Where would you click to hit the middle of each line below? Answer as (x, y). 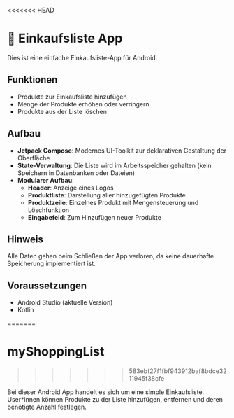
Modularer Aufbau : (46, 180)
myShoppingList (56, 352)
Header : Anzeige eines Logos (71, 188)
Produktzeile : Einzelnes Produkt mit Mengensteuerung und (113, 202)
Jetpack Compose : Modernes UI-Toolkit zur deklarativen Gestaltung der (122, 151)
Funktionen (32, 80)
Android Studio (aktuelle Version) (65, 302)
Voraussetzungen (47, 285)
